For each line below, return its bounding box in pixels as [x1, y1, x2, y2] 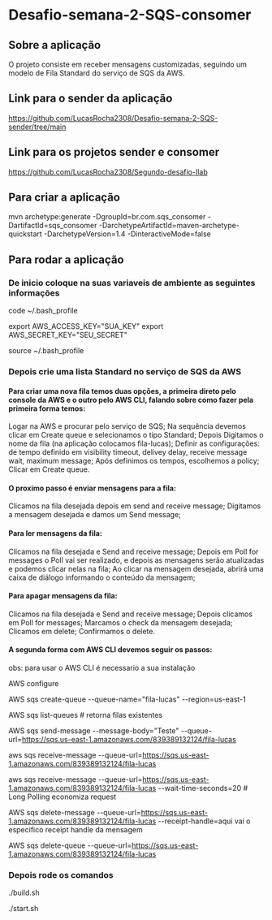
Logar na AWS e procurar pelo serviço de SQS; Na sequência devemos [8, 421, 246, 431]
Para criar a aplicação [8, 191, 120, 205]
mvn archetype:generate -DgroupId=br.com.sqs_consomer [8, 212, 206, 222]
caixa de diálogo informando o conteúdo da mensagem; [8, 572, 196, 582]
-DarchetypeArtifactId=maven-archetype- [98, 221, 240, 231]
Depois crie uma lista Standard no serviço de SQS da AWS [8, 366, 242, 378]
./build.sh [8, 888, 40, 898]
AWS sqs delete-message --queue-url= [8, 808, 142, 818]
